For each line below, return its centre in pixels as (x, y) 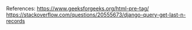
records (16, 21)
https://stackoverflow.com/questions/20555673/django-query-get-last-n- (96, 15)
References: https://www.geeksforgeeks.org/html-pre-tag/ (78, 9)
